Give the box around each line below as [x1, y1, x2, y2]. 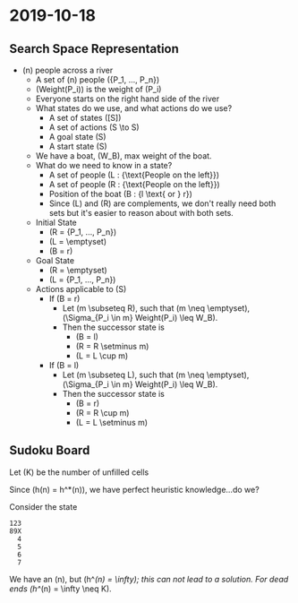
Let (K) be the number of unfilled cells [9, 467, 149, 478]
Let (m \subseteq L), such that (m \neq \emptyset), [62, 369, 250, 380]
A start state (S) [48, 141, 107, 151]
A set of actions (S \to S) [48, 122, 140, 133]
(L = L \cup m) [75, 350, 129, 361]
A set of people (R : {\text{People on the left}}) [48, 179, 221, 189]
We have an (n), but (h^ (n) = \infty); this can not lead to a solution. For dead [9, 573, 289, 584]
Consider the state [9, 501, 78, 512]
